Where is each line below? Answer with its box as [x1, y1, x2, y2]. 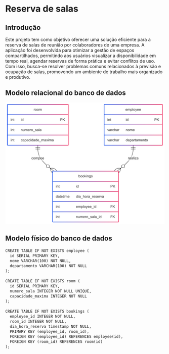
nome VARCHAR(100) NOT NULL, [10, 258, 71, 263]
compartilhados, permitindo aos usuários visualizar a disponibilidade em [5, 53, 156, 59]
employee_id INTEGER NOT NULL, [10, 314, 76, 319]
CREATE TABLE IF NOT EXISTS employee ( [5, 248, 90, 253]
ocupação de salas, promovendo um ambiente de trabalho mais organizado [5, 69, 163, 75]
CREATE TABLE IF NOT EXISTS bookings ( [5, 309, 90, 314]
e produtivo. [5, 74, 30, 80]
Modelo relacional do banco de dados [5, 89, 126, 97]
